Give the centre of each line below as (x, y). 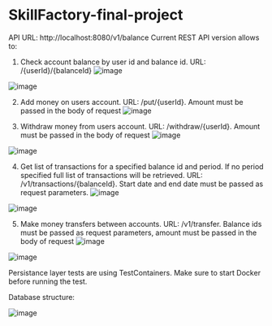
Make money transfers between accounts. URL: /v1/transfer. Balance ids (141, 224)
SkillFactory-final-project (96, 15)
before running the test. (48, 281)
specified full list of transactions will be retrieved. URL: (111, 175)
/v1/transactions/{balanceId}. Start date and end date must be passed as (142, 184)
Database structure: (42, 297)
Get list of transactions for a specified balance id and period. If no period (142, 166)
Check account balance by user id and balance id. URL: (113, 62)
